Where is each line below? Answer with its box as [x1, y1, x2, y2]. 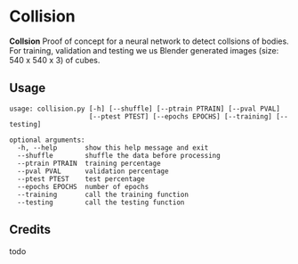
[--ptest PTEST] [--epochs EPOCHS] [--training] [88, 111, 273, 121]
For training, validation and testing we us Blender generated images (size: [9, 45, 279, 55]
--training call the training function [17, 190, 189, 199]
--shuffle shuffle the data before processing [17, 151, 221, 160]
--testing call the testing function [17, 198, 185, 207]
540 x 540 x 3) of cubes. [9, 54, 101, 65]
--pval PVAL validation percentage [17, 167, 169, 176]
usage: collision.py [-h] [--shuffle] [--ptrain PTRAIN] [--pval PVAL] [9, 104, 280, 113]
